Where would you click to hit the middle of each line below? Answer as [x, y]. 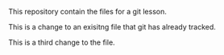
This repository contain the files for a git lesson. [87, 12]
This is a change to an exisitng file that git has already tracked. [112, 27]
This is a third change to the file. [62, 42]
